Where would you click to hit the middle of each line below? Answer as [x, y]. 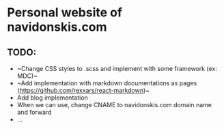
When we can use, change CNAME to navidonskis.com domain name [114, 105]
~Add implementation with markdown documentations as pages [107, 83]
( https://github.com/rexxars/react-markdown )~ [83, 90]
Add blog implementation [53, 98]
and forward [34, 112]
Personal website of [65, 13]
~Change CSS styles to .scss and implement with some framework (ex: [117, 69]
